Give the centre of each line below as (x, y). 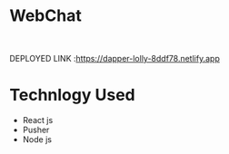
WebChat (45, 16)
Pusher (36, 130)
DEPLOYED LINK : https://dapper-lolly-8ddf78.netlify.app (114, 58)
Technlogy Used (72, 95)
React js (38, 120)
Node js (37, 139)
